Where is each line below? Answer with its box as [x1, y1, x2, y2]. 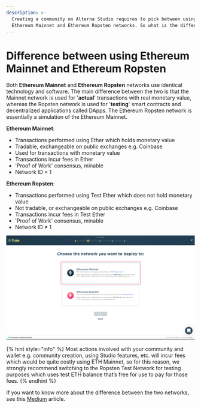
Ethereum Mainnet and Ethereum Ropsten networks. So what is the [11, 22, 178, 28]
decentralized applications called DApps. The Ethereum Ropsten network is [6, 107, 193, 114]
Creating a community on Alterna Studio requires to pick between [11, 16, 181, 22]
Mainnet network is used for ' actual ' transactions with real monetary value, [6, 94, 191, 101]
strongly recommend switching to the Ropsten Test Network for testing [6, 365, 181, 372]
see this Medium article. [6, 395, 66, 403]
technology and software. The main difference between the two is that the [6, 88, 189, 95]
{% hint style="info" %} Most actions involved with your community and [6, 346, 184, 353]
